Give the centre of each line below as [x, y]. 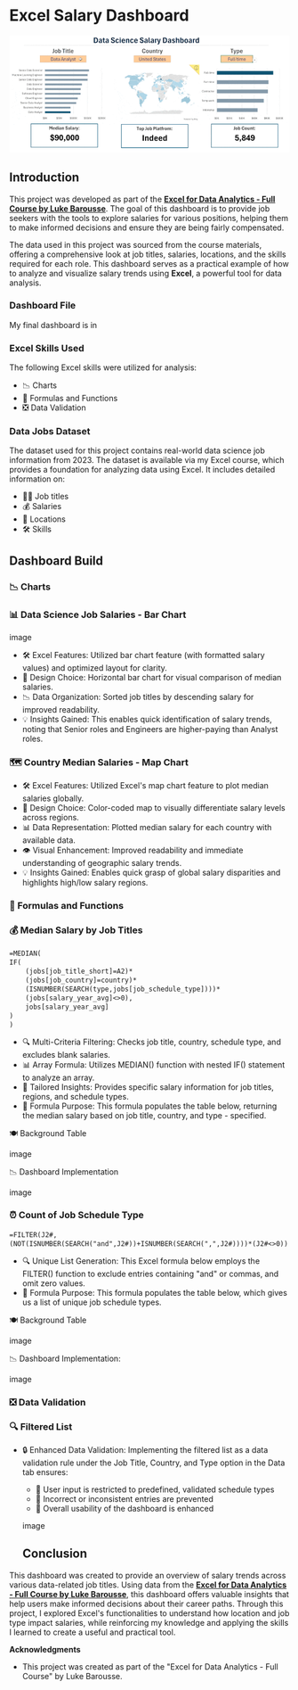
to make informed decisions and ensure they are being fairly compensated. [147, 227]
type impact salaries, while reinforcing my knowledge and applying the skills [149, 1622]
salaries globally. [53, 798]
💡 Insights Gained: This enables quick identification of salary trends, [147, 720]
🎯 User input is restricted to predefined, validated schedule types [155, 1489]
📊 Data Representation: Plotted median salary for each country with [147, 828]
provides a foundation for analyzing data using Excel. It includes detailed [142, 470]
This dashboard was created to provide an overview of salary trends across [148, 1575]
